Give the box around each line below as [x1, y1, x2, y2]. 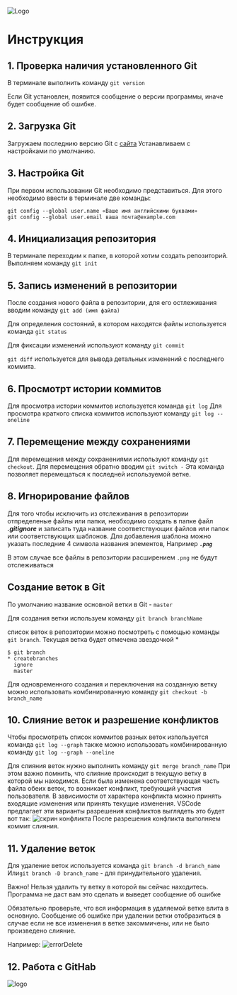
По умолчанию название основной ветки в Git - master [7, 600, 173, 608]
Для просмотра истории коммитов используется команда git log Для [7, 401, 222, 411]
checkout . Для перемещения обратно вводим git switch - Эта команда [7, 462, 225, 471]
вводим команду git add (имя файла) [7, 306, 120, 315]
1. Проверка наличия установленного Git [7, 60, 197, 72]
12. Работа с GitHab [7, 961, 97, 973]
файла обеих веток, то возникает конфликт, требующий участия [7, 784, 202, 793]
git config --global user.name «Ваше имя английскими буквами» [7, 207, 198, 214]
